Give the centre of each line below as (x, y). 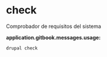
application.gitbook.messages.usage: (53, 37)
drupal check (22, 48)
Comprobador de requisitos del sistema (53, 26)
